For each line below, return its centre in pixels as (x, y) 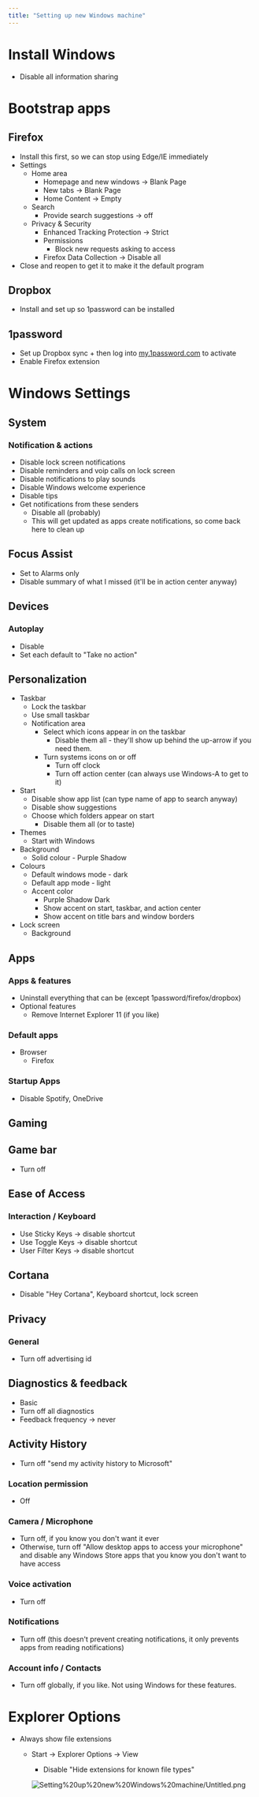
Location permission (48, 1483)
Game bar (33, 1150)
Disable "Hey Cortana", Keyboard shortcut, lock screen (109, 1294)
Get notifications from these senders (79, 504)
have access (40, 1564)
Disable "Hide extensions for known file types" (119, 1769)
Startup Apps (34, 1081)
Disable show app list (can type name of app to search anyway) (135, 799)
